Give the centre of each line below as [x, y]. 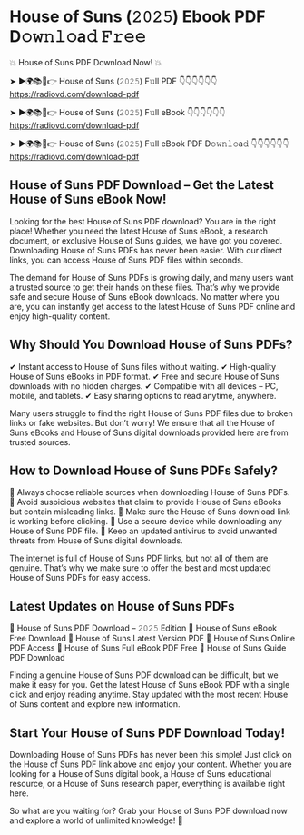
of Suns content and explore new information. [95, 704]
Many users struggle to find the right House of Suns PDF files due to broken [151, 413]
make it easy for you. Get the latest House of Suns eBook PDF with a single [150, 685]
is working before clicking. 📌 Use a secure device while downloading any [146, 522]
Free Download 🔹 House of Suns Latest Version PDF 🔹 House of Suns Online [152, 639]
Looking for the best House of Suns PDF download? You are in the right [143, 221]
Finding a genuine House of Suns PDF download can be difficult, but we [144, 675]
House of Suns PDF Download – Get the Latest [142, 185]
